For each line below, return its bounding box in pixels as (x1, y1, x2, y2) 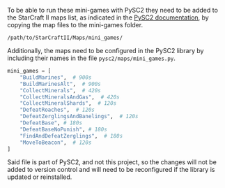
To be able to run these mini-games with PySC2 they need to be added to (7, 6, 218, 14)
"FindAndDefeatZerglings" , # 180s (20, 132, 123, 139)
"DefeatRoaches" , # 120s (20, 106, 95, 114)
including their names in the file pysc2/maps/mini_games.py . (7, 54, 176, 62)
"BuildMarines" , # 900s (20, 73, 92, 81)
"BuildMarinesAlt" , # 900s (20, 80, 101, 87)
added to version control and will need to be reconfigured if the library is (7, 166, 215, 174)
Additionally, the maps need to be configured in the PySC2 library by (7, 47, 204, 55)
